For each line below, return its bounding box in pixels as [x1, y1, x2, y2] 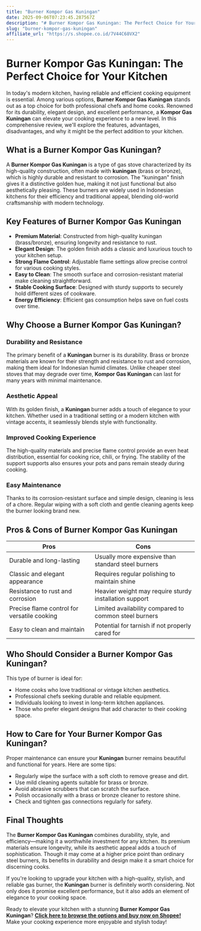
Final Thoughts [6, 815, 64, 825]
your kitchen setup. [14, 251, 63, 258]
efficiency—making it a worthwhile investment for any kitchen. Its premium [6, 837, 190, 845]
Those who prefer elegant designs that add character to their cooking [14, 705, 187, 712]
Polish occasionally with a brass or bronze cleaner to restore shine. [14, 791, 181, 799]
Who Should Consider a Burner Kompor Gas [6, 649, 173, 659]
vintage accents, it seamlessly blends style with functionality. [6, 418, 157, 426]
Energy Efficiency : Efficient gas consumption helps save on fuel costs [14, 296, 188, 303]
